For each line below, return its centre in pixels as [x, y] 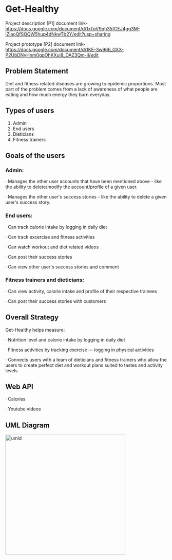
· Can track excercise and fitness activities [50, 237]
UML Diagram [27, 425]
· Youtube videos [23, 409]
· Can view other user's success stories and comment [62, 267]
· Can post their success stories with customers [56, 301]
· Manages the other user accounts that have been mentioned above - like [83, 182]
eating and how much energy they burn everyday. [58, 94]
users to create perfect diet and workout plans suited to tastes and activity [84, 365]
